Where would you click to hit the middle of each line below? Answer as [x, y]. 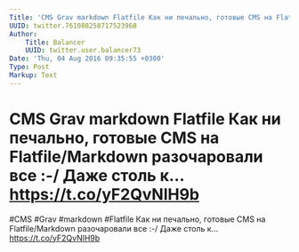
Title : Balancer [56, 42]
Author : [24, 34]
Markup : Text [33, 75]
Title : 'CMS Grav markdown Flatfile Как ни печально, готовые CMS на [141, 17]
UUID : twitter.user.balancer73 [83, 51]
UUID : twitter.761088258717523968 [73, 26]
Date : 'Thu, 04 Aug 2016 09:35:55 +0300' [87, 59]
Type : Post [29, 67]
